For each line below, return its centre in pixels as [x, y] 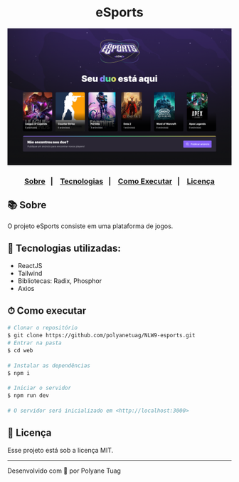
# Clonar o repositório [43, 328]
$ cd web [20, 351]
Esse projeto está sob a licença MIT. [60, 450]
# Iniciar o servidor [39, 388]
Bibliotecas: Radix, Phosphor [59, 281]
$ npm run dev [28, 396]
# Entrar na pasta [34, 343]
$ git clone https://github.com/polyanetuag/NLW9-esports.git [101, 336]
